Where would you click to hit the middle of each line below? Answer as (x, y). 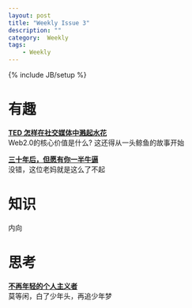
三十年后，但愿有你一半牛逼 (53, 159)
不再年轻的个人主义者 (43, 286)
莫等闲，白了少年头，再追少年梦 (60, 296)
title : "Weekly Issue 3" (49, 23)
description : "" (35, 30)
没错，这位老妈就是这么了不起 (56, 169)
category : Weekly (38, 38)
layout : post (30, 15)
